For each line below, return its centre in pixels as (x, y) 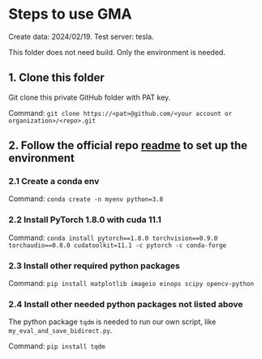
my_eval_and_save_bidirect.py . (60, 331)
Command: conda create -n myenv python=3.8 (86, 199)
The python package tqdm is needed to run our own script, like (112, 322)
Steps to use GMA (70, 14)
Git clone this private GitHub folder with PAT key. (90, 97)
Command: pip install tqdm (57, 346)
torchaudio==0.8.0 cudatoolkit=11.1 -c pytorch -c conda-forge (118, 245)
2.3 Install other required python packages (94, 266)
